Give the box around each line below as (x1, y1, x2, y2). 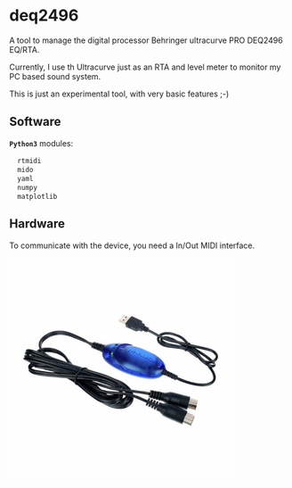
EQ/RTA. (9, 44, 40, 54)
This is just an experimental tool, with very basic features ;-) (9, 88, 230, 99)
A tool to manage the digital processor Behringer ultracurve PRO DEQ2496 (9, 35, 283, 45)
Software (9, 114, 61, 129)
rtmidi (17, 156, 42, 165)
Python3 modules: (9, 137, 74, 148)
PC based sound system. (9, 70, 101, 81)
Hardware (9, 216, 65, 232)
